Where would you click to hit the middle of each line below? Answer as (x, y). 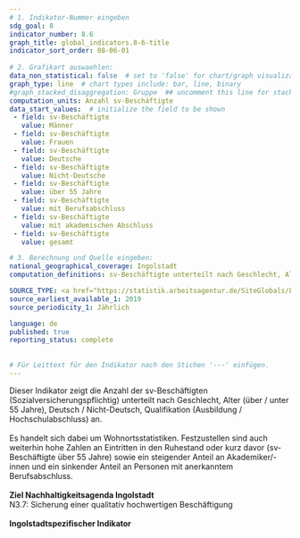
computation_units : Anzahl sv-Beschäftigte (92, 101)
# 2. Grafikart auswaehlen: (62, 68)
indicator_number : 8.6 (51, 34)
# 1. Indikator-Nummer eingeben (69, 17)
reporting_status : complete (62, 340)
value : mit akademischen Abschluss (87, 225)
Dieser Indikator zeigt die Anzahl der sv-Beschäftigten (108, 391)
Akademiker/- (251, 457)
